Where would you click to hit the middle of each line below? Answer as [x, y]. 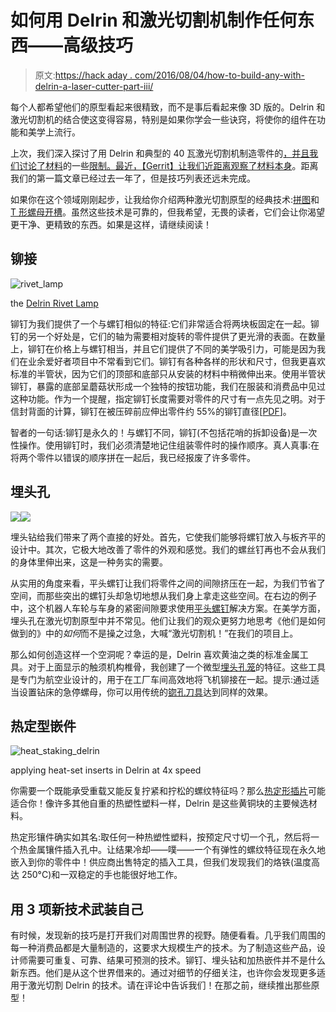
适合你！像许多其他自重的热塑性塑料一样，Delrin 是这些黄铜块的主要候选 [159, 803]
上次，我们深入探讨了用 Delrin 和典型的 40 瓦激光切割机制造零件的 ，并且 [160, 153]
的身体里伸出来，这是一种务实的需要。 [89, 562]
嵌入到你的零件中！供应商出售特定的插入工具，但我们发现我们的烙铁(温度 [161, 862]
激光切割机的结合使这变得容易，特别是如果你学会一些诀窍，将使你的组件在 [163, 119]
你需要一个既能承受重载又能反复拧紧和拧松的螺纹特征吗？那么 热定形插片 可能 [168, 791]
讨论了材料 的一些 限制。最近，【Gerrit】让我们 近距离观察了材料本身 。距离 [168, 165]
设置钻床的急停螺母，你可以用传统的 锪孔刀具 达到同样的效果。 [145, 692]
